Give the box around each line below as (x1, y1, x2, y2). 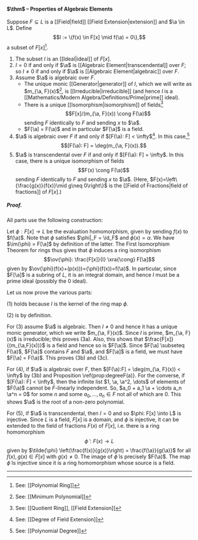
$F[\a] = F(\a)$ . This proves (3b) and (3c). (6, 354, 109, 361)
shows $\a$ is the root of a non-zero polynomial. (6, 398, 125, 405)
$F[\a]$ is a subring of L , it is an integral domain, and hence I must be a (6, 271, 180, 278)
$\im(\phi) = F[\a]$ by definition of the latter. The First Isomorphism (6, 240, 170, 247)
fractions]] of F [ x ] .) (15, 188, 62, 195)
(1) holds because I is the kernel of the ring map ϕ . (6, 300, 129, 307)
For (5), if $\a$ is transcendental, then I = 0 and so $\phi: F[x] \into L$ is (6, 410, 182, 417)
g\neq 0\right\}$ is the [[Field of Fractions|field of (68, 182, 188, 189)
